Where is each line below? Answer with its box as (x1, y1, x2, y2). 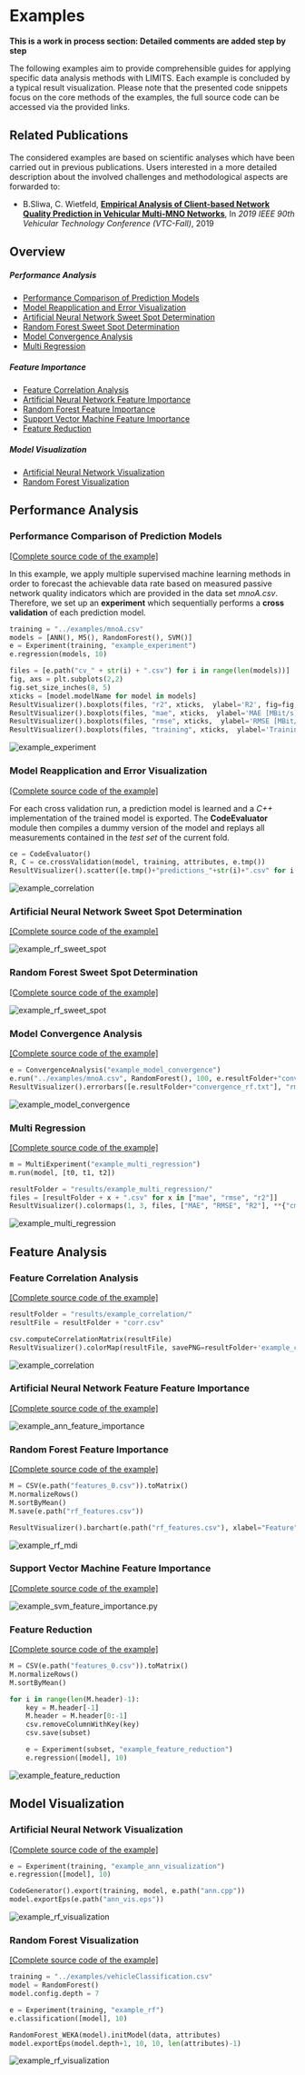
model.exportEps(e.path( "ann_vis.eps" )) (9, 1895, 165, 1904)
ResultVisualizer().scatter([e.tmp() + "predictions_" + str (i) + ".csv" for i (9, 866, 295, 875)
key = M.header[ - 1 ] (25, 1703, 100, 1712)
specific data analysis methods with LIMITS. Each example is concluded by (9, 72, 290, 83)
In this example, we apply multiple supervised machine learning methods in (9, 568, 291, 579)
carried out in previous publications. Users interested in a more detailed (9, 161, 278, 173)
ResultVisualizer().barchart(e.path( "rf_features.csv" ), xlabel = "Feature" (9, 1523, 299, 1532)
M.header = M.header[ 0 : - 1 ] (25, 1711, 128, 1721)
